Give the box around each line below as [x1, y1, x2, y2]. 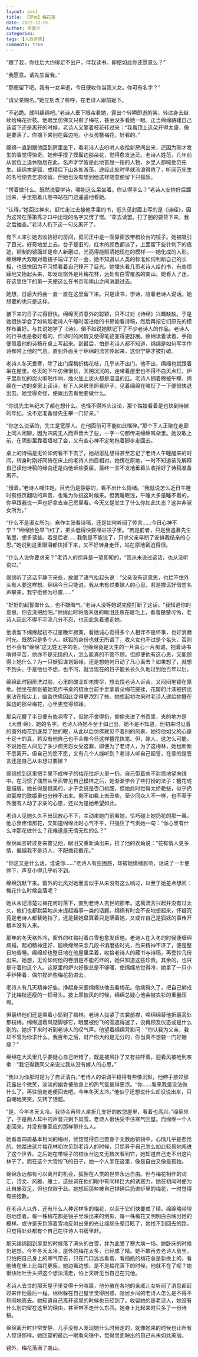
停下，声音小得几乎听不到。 [6, 867, 74, 874]
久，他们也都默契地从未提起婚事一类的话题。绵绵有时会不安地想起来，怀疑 [6, 906, 187, 914]
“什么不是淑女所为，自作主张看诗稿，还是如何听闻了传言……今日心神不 [6, 519, 178, 526]
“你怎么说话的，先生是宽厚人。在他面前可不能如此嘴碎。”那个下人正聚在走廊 [6, 422, 189, 429]
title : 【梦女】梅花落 [6, 14, 56, 20]
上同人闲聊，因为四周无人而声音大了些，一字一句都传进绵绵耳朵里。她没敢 [6, 429, 187, 436]
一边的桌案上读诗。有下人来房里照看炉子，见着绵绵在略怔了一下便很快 [16, 382, 187, 389]
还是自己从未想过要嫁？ [11, 757, 68, 764]
